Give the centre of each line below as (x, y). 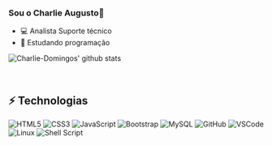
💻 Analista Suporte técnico (66, 31)
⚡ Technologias (48, 100)
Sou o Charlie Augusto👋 (56, 13)
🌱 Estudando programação (65, 43)
